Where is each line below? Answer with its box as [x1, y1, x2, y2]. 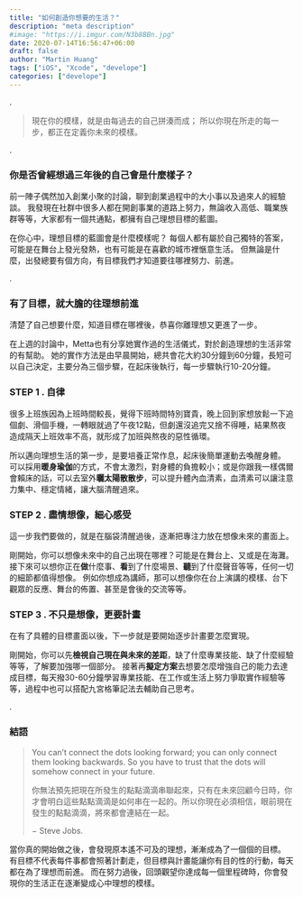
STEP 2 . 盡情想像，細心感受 [9, 508, 133, 521]
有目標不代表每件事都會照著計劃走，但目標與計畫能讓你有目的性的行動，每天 [9, 855, 294, 865]
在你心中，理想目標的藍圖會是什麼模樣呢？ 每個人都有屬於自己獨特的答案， [9, 233, 289, 243]
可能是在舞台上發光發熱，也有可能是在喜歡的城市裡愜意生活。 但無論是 [9, 244, 272, 255]
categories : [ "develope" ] [9, 72, 106, 81]
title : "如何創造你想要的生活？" [9, 13, 120, 23]
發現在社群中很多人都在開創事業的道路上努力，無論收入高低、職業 [34, 202, 280, 213]
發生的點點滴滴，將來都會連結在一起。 [31, 807, 174, 818]
